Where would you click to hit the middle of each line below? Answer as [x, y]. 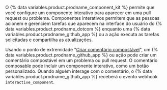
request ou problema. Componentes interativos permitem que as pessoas [82, 18]
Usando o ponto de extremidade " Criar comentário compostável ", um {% [82, 50]
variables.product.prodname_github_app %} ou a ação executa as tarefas [82, 34]
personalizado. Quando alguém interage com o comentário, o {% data [79, 71]
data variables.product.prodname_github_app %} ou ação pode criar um [81, 55]
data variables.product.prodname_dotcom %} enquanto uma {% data [78, 29]
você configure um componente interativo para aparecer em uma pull [78, 13]
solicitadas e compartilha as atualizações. [49, 40]
